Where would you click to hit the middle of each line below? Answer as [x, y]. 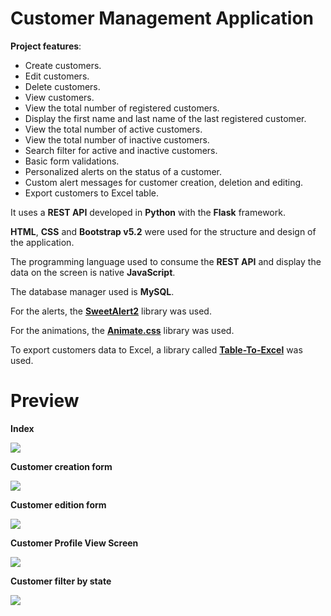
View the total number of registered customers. [122, 108]
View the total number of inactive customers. [117, 139]
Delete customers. [62, 86]
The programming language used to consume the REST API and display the [166, 261]
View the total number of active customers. [113, 129]
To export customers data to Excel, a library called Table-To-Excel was [156, 349]
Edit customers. [57, 76]
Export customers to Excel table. [92, 193]
